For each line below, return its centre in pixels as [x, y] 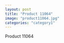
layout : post [18, 9]
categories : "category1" [30, 23]
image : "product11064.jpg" [32, 18]
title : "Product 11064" [29, 14]
